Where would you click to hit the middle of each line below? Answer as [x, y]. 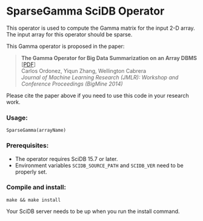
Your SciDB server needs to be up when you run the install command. [93, 211]
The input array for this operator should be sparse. [69, 34]
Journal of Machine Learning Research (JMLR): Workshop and [100, 77]
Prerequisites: [28, 146]
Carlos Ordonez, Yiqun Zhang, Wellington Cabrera [84, 70]
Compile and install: [36, 188]
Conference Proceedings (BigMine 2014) [72, 84]
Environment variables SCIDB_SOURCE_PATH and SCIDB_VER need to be [99, 165]
